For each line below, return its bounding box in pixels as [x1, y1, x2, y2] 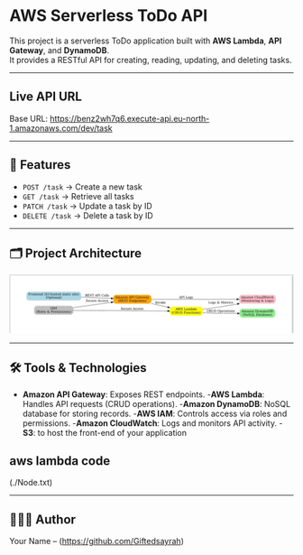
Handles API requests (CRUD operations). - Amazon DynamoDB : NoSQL [22, 398, 291, 409]
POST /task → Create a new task [22, 181, 142, 192]
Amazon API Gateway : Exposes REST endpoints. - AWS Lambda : [22, 389, 265, 400]
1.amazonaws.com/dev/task [9, 123, 113, 134]
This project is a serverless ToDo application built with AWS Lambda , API [9, 35, 282, 46]
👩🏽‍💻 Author [9, 512, 77, 527]
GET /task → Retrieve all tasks [22, 190, 134, 201]
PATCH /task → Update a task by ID [22, 200, 153, 211]
